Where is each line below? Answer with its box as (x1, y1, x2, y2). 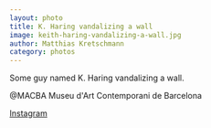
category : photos (9, 48, 76, 57)
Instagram (9, 108, 47, 119)
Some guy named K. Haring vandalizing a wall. (9, 72, 185, 83)
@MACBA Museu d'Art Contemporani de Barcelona (9, 91, 203, 101)
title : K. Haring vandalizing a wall (9, 22, 153, 31)
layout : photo (9, 13, 64, 23)
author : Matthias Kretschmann (9, 38, 125, 48)
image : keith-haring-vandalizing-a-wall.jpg (9, 30, 182, 39)
